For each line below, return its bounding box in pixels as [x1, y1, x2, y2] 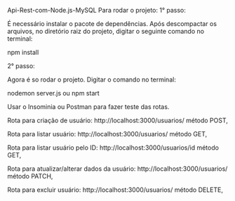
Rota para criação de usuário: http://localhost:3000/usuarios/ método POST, [7, 116, 228, 124]
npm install [7, 48, 39, 56]
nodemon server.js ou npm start [7, 89, 100, 97]
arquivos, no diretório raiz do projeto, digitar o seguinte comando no [7, 27, 205, 35]
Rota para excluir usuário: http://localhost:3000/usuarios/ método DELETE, [7, 186, 223, 194]
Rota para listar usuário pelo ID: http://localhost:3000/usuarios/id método [7, 143, 220, 152]
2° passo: [7, 62, 35, 70]
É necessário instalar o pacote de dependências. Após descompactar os [7, 20, 217, 27]
